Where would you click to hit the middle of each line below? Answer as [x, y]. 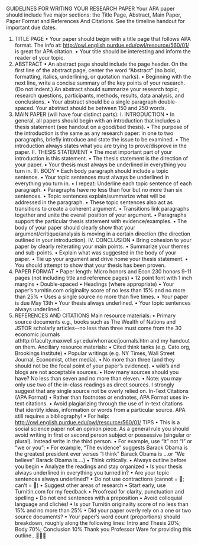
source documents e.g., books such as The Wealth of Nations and [95, 322]
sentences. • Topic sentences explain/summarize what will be [90, 196]
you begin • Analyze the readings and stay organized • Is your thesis [99, 466]
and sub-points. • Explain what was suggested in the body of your [95, 253]
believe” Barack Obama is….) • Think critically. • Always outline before [100, 460]
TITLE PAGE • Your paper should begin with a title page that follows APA [103, 39]
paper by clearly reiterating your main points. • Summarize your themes [102, 246]
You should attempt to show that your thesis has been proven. [90, 265]
